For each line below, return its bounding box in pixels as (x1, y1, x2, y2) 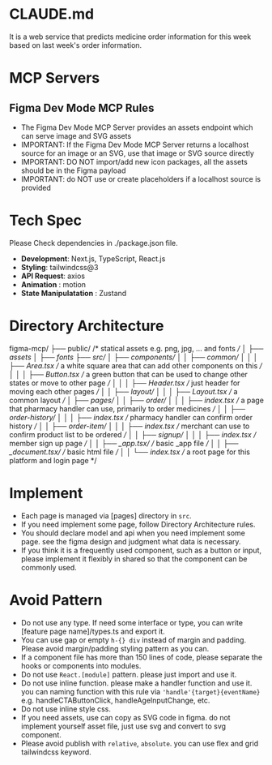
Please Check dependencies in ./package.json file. (9, 238, 179, 247)
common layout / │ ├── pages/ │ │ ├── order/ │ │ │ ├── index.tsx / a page (9, 395, 264, 405)
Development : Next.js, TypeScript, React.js (20, 253, 166, 264)
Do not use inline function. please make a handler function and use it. (20, 678, 253, 688)
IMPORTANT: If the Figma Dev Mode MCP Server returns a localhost (20, 140, 249, 149)
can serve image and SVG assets (20, 131, 132, 140)
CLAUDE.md (9, 5, 95, 24)
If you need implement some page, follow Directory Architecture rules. (20, 519, 256, 529)
